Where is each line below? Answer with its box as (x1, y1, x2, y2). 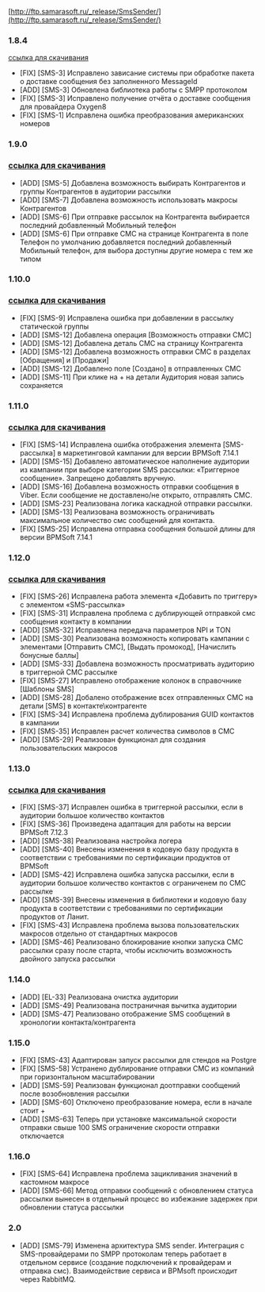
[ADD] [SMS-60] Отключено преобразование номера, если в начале (19, 1097, 252, 1106)
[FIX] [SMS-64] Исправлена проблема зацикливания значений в (19, 1169, 238, 1179)
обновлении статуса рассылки (19, 1202, 124, 1213)
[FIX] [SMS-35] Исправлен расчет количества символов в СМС (19, 726, 235, 736)
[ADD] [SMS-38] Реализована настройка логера (19, 836, 183, 846)
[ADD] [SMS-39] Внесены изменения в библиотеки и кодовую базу (19, 895, 247, 905)
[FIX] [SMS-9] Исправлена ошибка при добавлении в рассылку (19, 313, 234, 322)
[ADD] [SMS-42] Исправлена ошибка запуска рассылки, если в (19, 870, 235, 879)
